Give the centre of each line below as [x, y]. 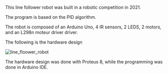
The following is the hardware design [44, 42]
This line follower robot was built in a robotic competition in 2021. [73, 7]
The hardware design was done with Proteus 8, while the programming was [84, 62]
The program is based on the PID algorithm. [51, 17]
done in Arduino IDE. [27, 67]
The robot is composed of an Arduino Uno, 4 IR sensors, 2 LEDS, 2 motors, [83, 27]
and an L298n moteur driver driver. [42, 32]
